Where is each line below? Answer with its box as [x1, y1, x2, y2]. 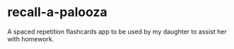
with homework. [7, 34, 54, 43]
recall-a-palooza [7, 4, 107, 20]
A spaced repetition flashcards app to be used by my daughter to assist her [7, 27, 228, 36]
